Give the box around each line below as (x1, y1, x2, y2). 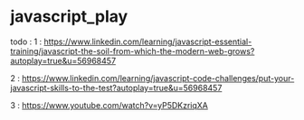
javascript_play (10, 6, 128, 27)
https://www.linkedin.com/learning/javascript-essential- (43, 36, 252, 47)
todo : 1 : (10, 36, 43, 47)
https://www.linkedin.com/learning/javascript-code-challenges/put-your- (22, 72, 295, 83)
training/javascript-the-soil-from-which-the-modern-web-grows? (10, 45, 255, 56)
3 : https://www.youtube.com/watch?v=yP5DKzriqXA (10, 99, 209, 110)
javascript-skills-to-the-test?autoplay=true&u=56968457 (10, 82, 223, 93)
